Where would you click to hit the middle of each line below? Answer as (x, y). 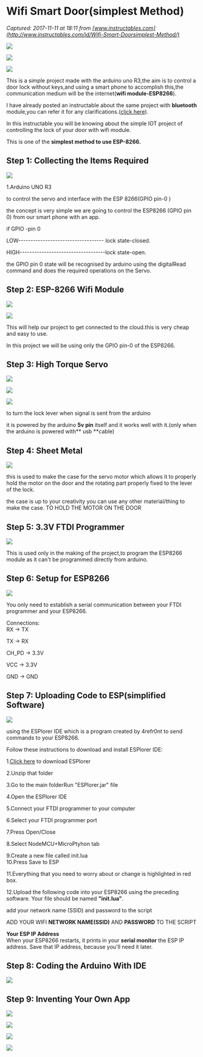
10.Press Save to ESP (33, 862)
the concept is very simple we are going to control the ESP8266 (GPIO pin (99, 210)
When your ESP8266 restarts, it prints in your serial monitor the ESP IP (95, 940)
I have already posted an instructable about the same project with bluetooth (102, 105)
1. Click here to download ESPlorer (49, 761)
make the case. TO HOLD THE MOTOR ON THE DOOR (74, 508)
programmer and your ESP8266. (47, 611)
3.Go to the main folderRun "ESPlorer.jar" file (62, 785)
